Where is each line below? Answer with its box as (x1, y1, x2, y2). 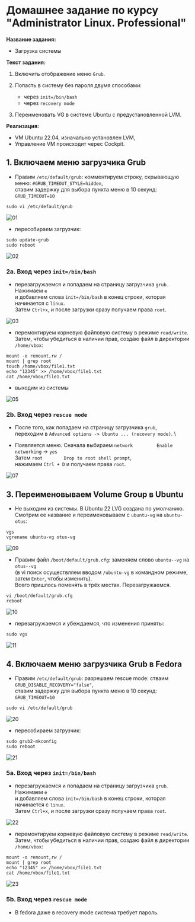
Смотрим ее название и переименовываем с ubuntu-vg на (14, 511, 163, 519)
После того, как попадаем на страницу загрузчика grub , (14, 424, 157, 431)
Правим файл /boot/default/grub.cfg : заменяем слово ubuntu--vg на (14, 556, 190, 563)
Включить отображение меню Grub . (14, 70, 106, 77)
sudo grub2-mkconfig (6, 738, 57, 744)
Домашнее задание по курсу (6, 4, 159, 17)
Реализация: (6, 122, 40, 129)
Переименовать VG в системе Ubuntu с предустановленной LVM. (14, 111, 182, 118)
